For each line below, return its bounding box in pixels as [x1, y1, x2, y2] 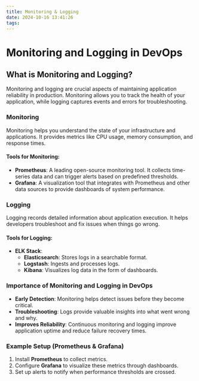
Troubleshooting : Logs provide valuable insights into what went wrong [14, 308, 190, 315]
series [14, 173, 30, 180]
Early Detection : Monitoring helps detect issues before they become [14, 295, 185, 303]
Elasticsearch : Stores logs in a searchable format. [23, 254, 148, 261]
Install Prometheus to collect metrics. [14, 355, 108, 362]
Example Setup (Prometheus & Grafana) [6, 342, 124, 350]
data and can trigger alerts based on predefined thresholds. [31, 173, 179, 180]
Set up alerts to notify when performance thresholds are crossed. [14, 368, 176, 375]
